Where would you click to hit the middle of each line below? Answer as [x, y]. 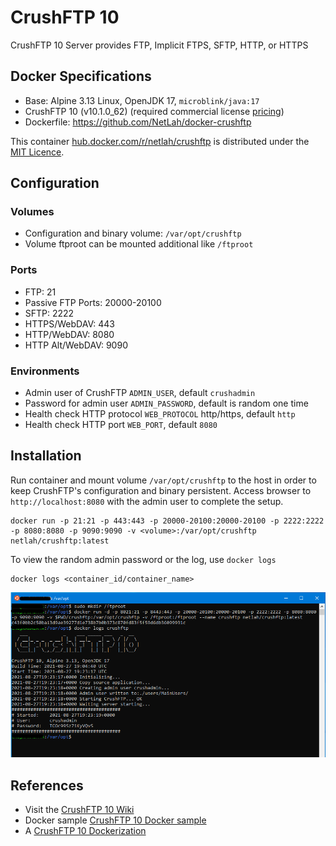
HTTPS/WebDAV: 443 [69, 323]
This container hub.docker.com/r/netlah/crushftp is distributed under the [160, 141]
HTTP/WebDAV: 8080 [69, 334]
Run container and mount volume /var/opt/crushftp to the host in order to [163, 480]
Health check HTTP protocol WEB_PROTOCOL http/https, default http [160, 414]
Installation [46, 456]
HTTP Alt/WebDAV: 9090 [76, 345]
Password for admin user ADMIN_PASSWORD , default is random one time [166, 403]
